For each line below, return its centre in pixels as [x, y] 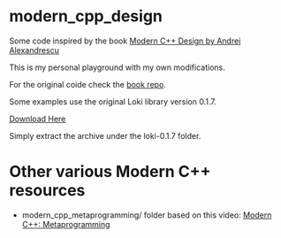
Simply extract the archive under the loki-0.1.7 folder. [105, 135]
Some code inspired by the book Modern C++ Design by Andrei [125, 41]
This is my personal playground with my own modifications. [117, 67]
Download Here [38, 119]
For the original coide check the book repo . [87, 84]
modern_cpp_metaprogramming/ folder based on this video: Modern [147, 215]
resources [47, 191]
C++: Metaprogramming [66, 224]
